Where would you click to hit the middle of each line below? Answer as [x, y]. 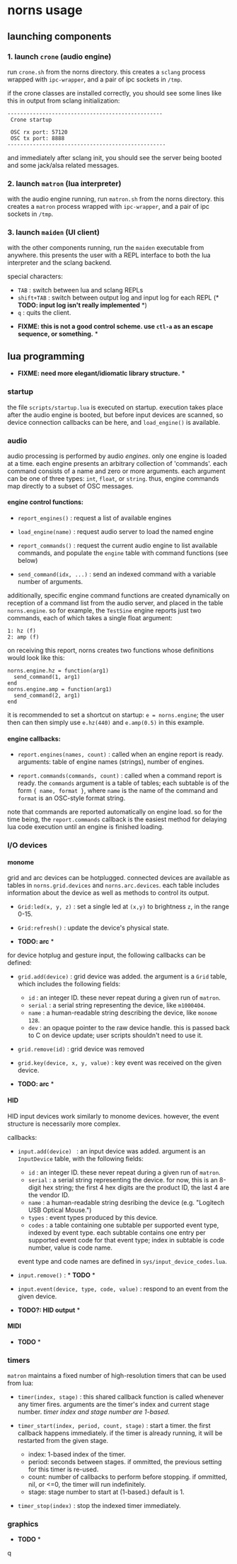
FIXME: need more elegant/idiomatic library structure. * [101, 373]
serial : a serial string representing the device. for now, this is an [123, 1180]
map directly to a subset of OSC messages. [71, 486]
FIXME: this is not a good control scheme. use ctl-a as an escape [115, 326]
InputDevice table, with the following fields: [80, 1158]
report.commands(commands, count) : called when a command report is [120, 776]
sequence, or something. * [58, 334]
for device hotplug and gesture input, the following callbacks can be [107, 955]
